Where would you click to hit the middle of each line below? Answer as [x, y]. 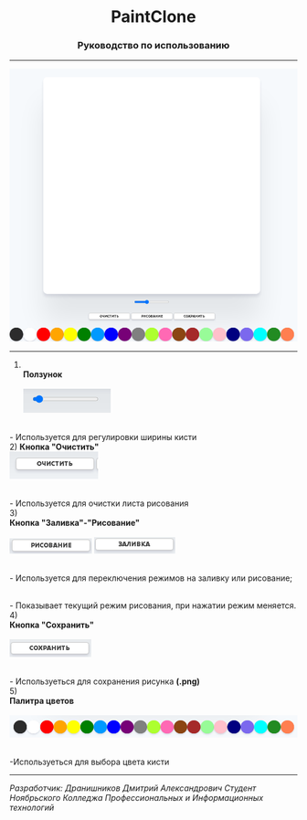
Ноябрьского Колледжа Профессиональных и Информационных [137, 798]
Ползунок [42, 374]
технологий [32, 808]
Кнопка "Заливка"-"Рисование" [74, 523]
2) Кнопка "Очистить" [54, 447]
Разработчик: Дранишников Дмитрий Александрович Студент [133, 788]
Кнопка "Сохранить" [52, 625]
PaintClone [153, 17]
